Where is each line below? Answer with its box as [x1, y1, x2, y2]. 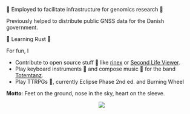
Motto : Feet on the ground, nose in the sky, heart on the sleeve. [6, 90, 165, 97]
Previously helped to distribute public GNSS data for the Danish [6, 17, 165, 24]
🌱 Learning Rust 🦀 [6, 36, 51, 42]
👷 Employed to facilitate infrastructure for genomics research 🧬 [6, 6, 163, 13]
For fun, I [6, 47, 29, 54]
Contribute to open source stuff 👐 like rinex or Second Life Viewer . [15, 59, 180, 66]
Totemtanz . [15, 72, 44, 78]
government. [6, 24, 38, 31]
